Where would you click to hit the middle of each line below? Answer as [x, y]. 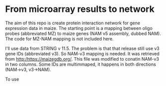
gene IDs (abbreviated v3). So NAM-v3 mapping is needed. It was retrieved [83, 54]
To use [12, 79]
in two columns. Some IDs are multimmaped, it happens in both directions [81, 64]
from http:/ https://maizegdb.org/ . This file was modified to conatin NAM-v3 [82, 59]
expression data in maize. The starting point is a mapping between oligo [79, 28]
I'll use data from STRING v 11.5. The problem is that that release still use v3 [83, 48]
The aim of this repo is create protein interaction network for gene [73, 23]
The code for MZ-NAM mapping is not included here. [59, 39]
